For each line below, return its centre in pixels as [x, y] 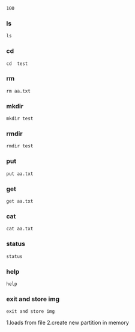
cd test [17, 63]
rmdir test [20, 146]
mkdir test [20, 119]
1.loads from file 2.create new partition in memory [67, 323]
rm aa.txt [19, 91]
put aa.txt [20, 174]
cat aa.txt [20, 229]
